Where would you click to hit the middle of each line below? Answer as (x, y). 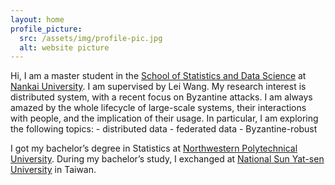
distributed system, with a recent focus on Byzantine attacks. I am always (161, 97)
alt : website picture (64, 47)
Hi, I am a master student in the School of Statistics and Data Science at (158, 76)
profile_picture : (46, 29)
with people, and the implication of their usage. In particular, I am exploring (164, 118)
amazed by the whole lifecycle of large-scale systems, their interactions (158, 108)
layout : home (37, 19)
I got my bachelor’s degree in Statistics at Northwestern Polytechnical (154, 148)
